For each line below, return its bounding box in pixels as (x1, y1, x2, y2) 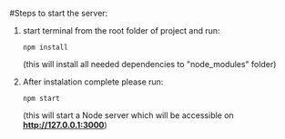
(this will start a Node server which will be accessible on (22, 110, 234, 121)
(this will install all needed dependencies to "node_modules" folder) (22, 59, 277, 69)
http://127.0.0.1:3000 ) (22, 120, 107, 130)
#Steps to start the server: (9, 8, 108, 18)
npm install (22, 43, 68, 52)
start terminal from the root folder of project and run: (22, 25, 220, 35)
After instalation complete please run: (22, 76, 164, 87)
